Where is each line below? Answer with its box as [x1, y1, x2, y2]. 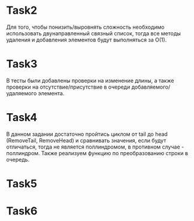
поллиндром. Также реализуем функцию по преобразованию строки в [6, 149, 189, 156]
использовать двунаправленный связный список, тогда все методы [6, 29, 181, 37]
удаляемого [6, 89, 37, 96]
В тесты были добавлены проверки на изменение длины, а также [6, 77, 175, 84]
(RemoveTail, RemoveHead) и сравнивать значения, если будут [6, 137, 166, 144]
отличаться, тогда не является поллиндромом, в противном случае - [6, 143, 184, 150]
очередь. [6, 156, 30, 163]
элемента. [38, 89, 65, 96]
